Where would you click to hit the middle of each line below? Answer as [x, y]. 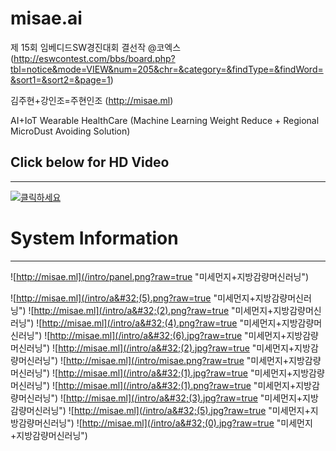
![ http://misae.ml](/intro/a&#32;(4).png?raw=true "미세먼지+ [159, 323]
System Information [94, 238]
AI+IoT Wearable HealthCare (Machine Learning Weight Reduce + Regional [165, 120]
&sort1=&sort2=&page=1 [60, 79]
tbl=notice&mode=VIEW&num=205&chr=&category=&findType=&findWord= [167, 69]
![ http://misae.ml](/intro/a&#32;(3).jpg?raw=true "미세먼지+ [181, 398]
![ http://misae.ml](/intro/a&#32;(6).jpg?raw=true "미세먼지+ [165, 335]
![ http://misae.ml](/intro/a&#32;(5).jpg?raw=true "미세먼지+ [189, 410]
